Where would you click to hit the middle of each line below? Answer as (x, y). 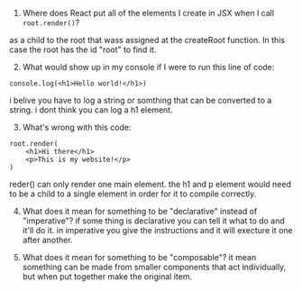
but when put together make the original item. (107, 277)
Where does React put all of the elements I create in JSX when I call (148, 13)
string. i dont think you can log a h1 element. (91, 110)
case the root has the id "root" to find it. (83, 50)
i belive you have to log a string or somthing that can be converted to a (141, 100)
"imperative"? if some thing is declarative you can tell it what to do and (154, 221)
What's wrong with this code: (77, 127)
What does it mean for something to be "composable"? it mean (139, 257)
